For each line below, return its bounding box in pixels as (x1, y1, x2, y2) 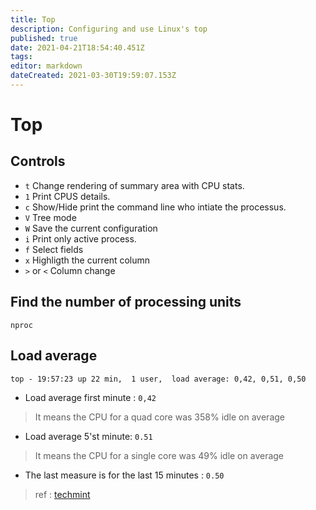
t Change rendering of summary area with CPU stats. (24, 179, 245, 191)
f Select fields (24, 243, 84, 255)
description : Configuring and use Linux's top (10, 24, 208, 34)
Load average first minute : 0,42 (24, 391, 157, 403)
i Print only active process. (24, 232, 137, 245)
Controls (10, 153, 66, 170)
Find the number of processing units (10, 294, 242, 311)
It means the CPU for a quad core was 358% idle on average (34, 411, 286, 423)
